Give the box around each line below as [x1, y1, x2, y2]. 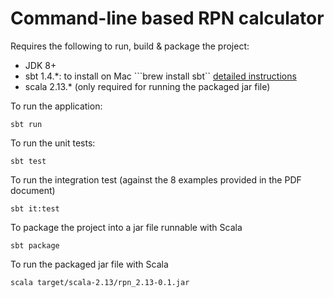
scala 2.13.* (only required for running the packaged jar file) [24, 80, 271, 92]
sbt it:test [10, 203, 60, 214]
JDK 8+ [24, 59, 57, 71]
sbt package [10, 240, 60, 251]
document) [10, 184, 56, 196]
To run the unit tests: [10, 137, 96, 149]
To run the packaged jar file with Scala [10, 258, 169, 270]
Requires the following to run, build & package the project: [10, 40, 250, 52]
